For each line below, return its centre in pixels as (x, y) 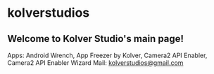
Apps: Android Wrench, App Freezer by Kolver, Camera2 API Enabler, (107, 55)
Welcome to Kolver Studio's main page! (96, 39)
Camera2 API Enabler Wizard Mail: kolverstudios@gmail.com (95, 63)
